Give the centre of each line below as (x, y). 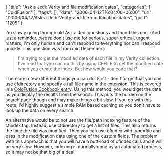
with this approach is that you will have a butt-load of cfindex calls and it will (84, 141)
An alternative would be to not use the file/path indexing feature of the (78, 120)
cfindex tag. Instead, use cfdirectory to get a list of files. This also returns (81, 125)
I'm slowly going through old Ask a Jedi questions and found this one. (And (83, 33)
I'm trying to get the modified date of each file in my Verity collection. (89, 58)
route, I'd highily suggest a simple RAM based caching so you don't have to (83, 105)
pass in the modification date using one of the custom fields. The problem (81, 136)
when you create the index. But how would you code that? (77, 69)
